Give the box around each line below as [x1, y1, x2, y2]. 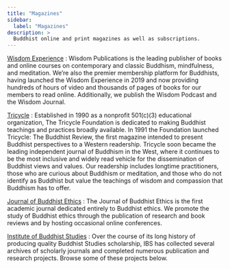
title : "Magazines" [7, 10, 63, 17]
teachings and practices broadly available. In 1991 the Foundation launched [7, 126, 219, 134]
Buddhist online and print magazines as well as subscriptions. [13, 36, 201, 42]
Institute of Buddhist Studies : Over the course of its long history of [7, 232, 196, 240]
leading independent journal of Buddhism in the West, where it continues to [7, 148, 220, 156]
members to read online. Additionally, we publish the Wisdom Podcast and [7, 90, 217, 99]
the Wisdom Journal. [7, 98, 66, 106]
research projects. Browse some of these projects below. [7, 254, 168, 262]
